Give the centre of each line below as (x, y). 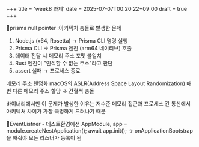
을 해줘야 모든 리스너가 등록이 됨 (44, 138)
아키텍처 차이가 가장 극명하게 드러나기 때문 (56, 111)
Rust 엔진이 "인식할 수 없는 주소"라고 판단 (64, 63)
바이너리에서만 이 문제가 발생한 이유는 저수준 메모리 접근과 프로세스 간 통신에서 (99, 103)
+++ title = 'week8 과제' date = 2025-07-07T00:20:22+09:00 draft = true (97, 9)
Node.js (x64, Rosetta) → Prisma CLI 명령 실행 (71, 40)
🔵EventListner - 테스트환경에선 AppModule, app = (67, 124)
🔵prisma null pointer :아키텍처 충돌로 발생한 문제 (64, 28)
